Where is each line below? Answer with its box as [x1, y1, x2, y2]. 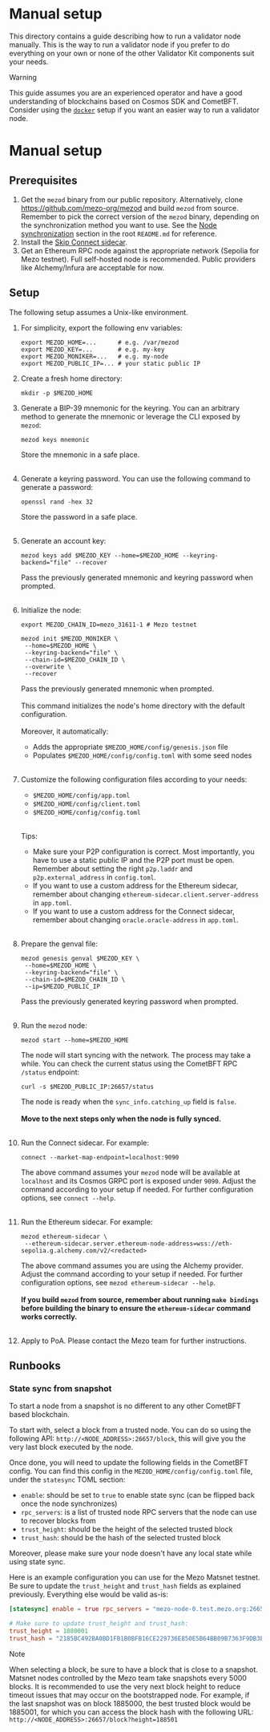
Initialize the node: [20, 605, 82, 614]
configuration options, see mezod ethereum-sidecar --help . [20, 1277, 216, 1287]
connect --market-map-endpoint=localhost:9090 [20, 1153, 179, 1161]
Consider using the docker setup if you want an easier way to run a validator [9, 105, 260, 115]
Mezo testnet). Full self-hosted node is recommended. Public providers [20, 254, 256, 264]
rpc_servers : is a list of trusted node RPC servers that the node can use [20, 1507, 257, 1517]
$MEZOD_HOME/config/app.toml [32, 791, 131, 799]
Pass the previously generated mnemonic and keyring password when [20, 573, 253, 582]
